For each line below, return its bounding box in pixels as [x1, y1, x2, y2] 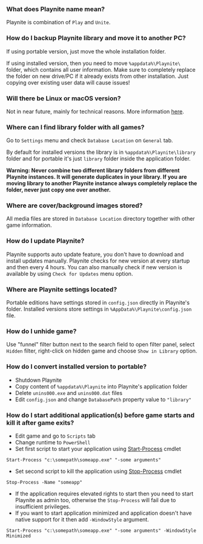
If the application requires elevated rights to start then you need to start [15, 490, 194, 497]
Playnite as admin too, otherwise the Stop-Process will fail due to [15, 496, 176, 503]
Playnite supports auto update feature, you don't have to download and [6, 250, 184, 258]
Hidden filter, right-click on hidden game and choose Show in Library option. [6, 347, 198, 354]
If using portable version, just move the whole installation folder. [6, 47, 166, 55]
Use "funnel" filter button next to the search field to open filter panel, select [6, 341, 195, 348]
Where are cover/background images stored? [6, 201, 143, 210]
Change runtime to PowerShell [15, 438, 91, 446]
